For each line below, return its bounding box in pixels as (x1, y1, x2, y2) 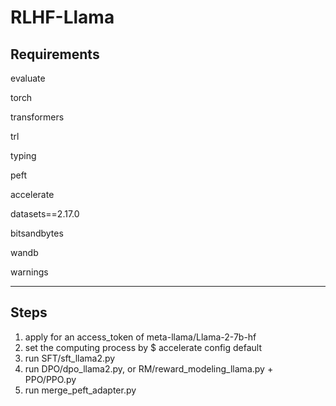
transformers (10, 111, 65, 123)
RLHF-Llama (10, 6, 115, 29)
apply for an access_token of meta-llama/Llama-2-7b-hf (24, 331, 257, 343)
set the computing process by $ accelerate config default (24, 341, 263, 353)
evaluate (10, 72, 46, 84)
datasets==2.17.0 (10, 208, 80, 220)
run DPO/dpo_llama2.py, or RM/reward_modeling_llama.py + (24, 362, 274, 375)
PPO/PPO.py (24, 373, 77, 385)
